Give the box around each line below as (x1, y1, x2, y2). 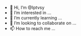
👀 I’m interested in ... (9, 10, 52, 16)
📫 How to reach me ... (9, 26, 55, 31)
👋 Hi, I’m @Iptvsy (9, 5, 45, 10)
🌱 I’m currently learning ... (9, 15, 62, 20)
